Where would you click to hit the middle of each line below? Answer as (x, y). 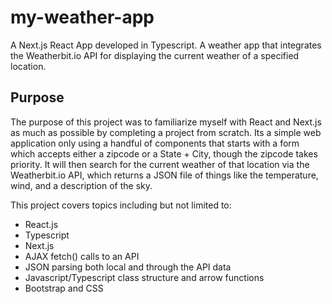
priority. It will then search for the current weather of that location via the (160, 164)
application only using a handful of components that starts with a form (155, 143)
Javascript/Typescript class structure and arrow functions (144, 277)
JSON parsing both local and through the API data (128, 267)
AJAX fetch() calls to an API (82, 256)
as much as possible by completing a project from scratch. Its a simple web (166, 132)
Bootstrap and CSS (64, 288)
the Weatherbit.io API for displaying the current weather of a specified (155, 55)
